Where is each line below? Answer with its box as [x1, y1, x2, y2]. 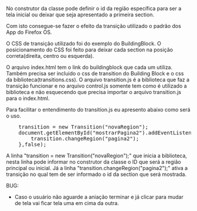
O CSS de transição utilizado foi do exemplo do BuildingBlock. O [6, 40, 161, 47]
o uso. [6, 112, 22, 119]
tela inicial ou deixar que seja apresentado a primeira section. [6, 11, 154, 18]
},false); [18, 141, 47, 148]
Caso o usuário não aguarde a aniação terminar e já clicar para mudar [14, 193, 184, 200]
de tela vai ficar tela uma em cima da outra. [14, 200, 119, 206]
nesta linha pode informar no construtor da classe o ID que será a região [6, 158, 181, 165]
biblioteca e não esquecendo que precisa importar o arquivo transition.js [6, 89, 182, 95]
